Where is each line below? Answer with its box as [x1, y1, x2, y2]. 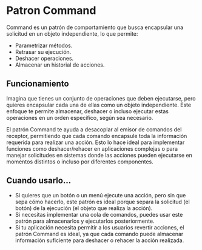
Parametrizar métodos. [15, 42, 73, 49]
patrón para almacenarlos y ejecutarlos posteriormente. [15, 217, 155, 225]
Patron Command [6, 4, 96, 18]
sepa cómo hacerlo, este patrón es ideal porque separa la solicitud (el [15, 198, 190, 205]
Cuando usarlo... [6, 176, 72, 186]
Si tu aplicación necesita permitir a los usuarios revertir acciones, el [15, 223, 184, 231]
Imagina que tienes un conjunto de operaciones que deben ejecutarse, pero [6, 94, 196, 102]
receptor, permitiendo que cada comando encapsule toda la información [6, 132, 187, 139]
